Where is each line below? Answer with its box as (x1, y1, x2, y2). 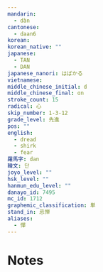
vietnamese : (7, 76, 43, 84)
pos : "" (7, 122, 31, 130)
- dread (13, 136, 37, 143)
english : (7, 129, 33, 136)
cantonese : (7, 23, 40, 31)
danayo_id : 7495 (7, 189, 55, 196)
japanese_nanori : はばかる (7, 70, 83, 77)
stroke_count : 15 (7, 97, 59, 104)
